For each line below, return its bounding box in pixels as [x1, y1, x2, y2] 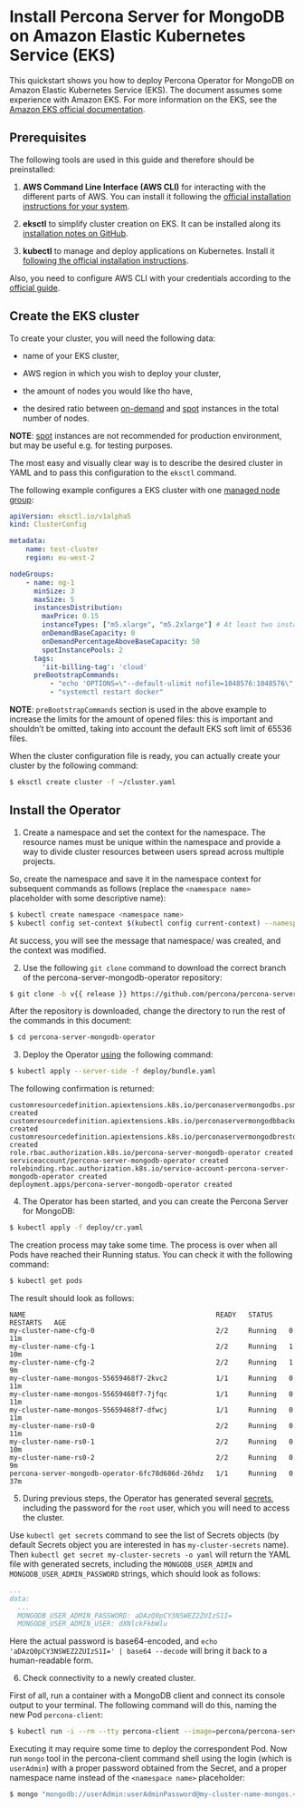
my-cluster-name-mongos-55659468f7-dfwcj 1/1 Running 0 [9, 1405, 294, 1414]
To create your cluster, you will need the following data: [9, 333, 216, 344]
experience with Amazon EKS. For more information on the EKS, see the [9, 93, 278, 105]
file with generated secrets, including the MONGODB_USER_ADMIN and [9, 1558, 253, 1570]
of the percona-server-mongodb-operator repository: [22, 972, 223, 983]
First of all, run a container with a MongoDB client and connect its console [9, 1690, 285, 1701]
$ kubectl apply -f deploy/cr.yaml [9, 1223, 144, 1232]
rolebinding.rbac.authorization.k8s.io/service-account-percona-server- [9, 1164, 290, 1173]
